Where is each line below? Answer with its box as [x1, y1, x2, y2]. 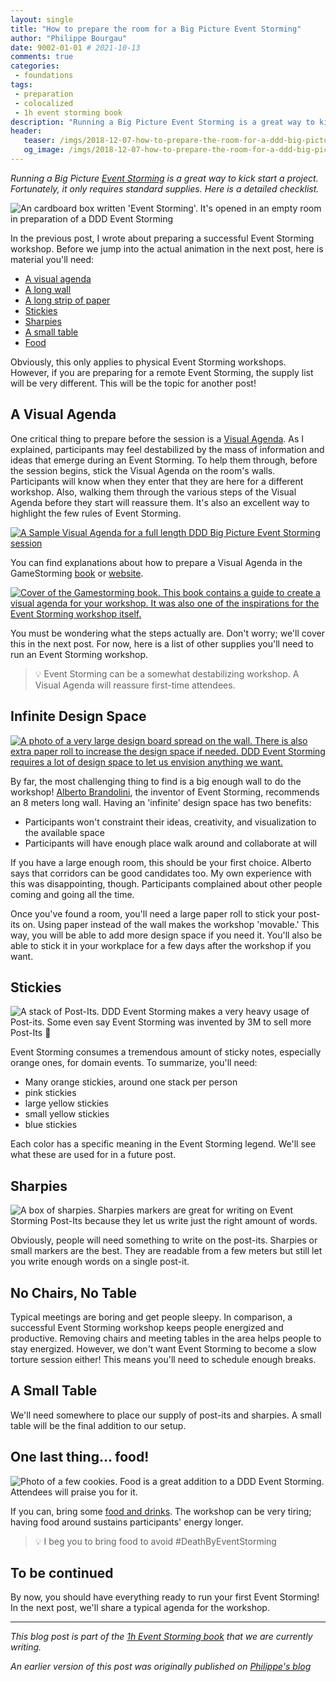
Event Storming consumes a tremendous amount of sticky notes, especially [10, 1046, 322, 1058]
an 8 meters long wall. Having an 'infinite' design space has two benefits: [10, 796, 312, 808]
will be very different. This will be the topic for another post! [10, 377, 257, 389]
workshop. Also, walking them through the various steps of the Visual [10, 486, 297, 498]
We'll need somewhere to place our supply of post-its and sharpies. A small [10, 1409, 322, 1421]
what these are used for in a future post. [10, 1149, 177, 1161]
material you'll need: [10, 253, 95, 265]
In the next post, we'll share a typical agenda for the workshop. [10, 1602, 270, 1614]
